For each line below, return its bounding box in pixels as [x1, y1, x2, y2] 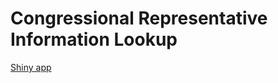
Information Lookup [10, 28, 178, 51]
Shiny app [10, 61, 52, 73]
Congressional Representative [10, 7, 268, 30]
